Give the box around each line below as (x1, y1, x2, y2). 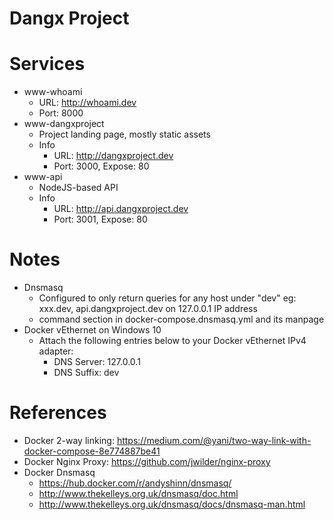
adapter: (38, 345, 74, 357)
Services (9, 53, 86, 76)
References (9, 402, 107, 424)
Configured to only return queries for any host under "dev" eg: (38, 292, 297, 304)
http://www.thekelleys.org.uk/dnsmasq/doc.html (38, 488, 239, 499)
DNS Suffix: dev (53, 367, 120, 379)
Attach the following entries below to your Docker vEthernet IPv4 (38, 335, 307, 347)
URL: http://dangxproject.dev (53, 150, 174, 162)
